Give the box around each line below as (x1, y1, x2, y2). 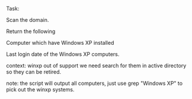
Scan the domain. (6, 16, 49, 23)
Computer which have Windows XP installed (6, 39, 114, 46)
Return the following (6, 28, 56, 35)
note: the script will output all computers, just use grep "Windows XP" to (6, 80, 183, 87)
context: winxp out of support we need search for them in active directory (6, 62, 187, 69)
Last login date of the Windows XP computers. (6, 51, 120, 58)
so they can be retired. (6, 68, 62, 75)
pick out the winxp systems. (6, 86, 75, 93)
